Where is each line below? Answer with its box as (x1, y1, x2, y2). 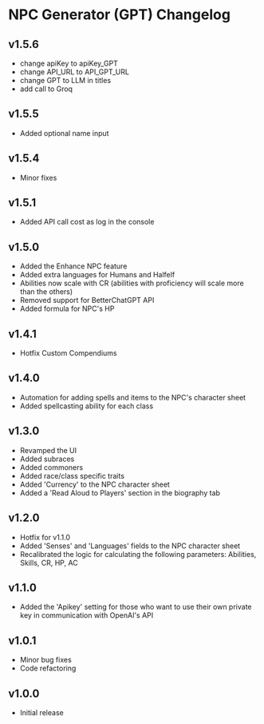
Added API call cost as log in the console (19, 217, 155, 227)
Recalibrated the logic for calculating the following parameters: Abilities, (19, 549, 257, 559)
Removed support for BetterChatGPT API (19, 296, 155, 305)
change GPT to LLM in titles (19, 76, 112, 85)
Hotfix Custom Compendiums (19, 348, 117, 358)
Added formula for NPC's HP (19, 304, 115, 313)
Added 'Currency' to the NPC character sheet (19, 479, 170, 489)
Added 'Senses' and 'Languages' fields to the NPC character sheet (19, 541, 241, 551)
